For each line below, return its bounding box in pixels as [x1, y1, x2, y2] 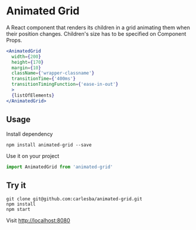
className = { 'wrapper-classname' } [11, 70, 95, 76]
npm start [6, 207, 31, 213]
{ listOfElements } [11, 92, 55, 98]
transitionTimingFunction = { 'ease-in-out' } [11, 82, 119, 88]
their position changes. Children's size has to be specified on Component [6, 30, 186, 37]
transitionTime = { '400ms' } [11, 76, 76, 82]
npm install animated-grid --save [6, 142, 92, 148]
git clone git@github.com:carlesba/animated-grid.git [6, 196, 143, 202]
